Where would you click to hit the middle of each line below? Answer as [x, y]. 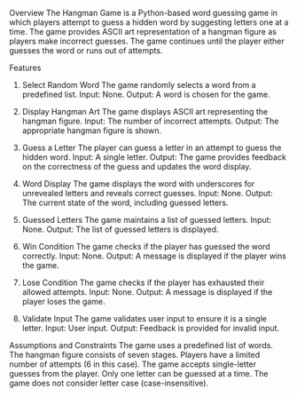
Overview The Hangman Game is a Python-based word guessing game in [143, 13]
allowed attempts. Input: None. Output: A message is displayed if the [147, 292]
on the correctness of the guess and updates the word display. [137, 167]
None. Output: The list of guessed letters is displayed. [120, 229]
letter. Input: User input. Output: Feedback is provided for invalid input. [151, 328]
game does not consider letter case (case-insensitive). [109, 383]
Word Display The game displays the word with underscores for [138, 184]
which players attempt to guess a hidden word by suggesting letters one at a [149, 22]
